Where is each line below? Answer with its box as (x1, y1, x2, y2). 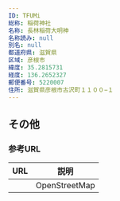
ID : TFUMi (8, 11, 41, 20)
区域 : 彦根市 (8, 57, 45, 65)
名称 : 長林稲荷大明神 (8, 26, 69, 34)
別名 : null (8, 41, 42, 49)
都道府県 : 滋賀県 (8, 49, 57, 57)
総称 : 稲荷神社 (8, 19, 52, 27)
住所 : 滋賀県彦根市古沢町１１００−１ (8, 85, 114, 94)
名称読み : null (8, 33, 54, 42)
